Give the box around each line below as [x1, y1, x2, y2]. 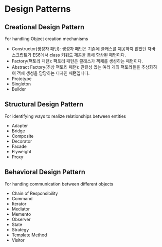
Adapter [11, 123, 28, 128]
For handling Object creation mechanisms [4, 36, 89, 41]
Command [11, 195, 33, 201]
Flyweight [11, 148, 32, 154]
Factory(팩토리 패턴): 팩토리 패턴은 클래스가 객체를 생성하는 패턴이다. [11, 58, 143, 64]
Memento [11, 211, 31, 217]
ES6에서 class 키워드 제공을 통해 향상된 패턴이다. [33, 52, 126, 58]
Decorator [11, 138, 32, 144]
